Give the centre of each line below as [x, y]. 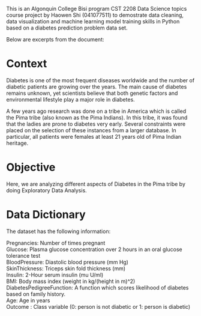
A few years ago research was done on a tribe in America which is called [96, 111]
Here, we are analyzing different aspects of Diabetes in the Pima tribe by [96, 184]
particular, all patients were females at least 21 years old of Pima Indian [94, 136]
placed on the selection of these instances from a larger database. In [91, 130]
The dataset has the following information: [58, 231]
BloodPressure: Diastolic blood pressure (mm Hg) [67, 262]
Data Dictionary [46, 215]
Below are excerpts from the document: [55, 39]
